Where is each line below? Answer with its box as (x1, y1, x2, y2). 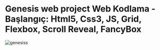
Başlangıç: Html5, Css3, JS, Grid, (5, 13, 141, 25)
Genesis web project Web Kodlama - (5, 3, 156, 14)
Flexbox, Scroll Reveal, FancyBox (5, 24, 141, 35)
